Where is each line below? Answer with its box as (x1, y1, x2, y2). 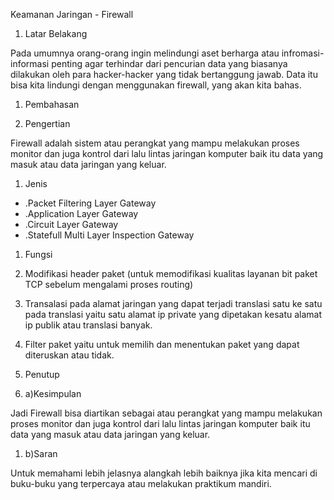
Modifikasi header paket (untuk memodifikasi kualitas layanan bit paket (24, 268, 318, 279)
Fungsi (24, 249, 53, 260)
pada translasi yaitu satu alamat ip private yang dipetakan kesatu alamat (24, 309, 323, 320)
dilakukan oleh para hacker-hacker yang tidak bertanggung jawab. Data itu (10, 69, 318, 80)
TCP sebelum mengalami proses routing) (24, 279, 194, 290)
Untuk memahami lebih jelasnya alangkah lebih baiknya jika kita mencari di (10, 467, 318, 479)
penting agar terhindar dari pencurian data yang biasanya (51, 58, 288, 69)
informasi (10, 58, 50, 69)
